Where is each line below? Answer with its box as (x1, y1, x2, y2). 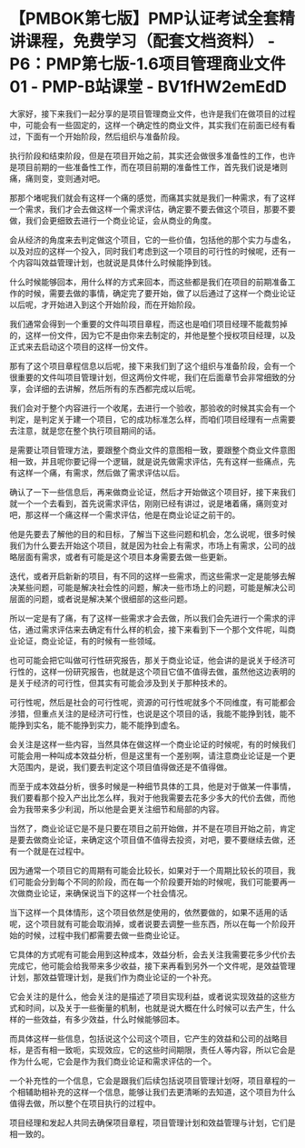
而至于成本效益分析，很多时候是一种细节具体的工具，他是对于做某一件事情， (9, 781, 296, 792)
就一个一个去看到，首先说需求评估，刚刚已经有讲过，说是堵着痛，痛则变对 (9, 497, 288, 509)
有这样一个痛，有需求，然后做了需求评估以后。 (9, 467, 184, 478)
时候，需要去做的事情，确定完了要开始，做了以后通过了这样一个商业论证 (25, 287, 296, 298)
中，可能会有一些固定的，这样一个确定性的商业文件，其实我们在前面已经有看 (9, 119, 296, 130)
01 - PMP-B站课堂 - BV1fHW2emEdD (9, 76, 288, 97)
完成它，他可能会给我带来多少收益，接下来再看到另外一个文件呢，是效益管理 (9, 960, 296, 971)
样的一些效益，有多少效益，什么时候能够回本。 (9, 1013, 184, 1024)
